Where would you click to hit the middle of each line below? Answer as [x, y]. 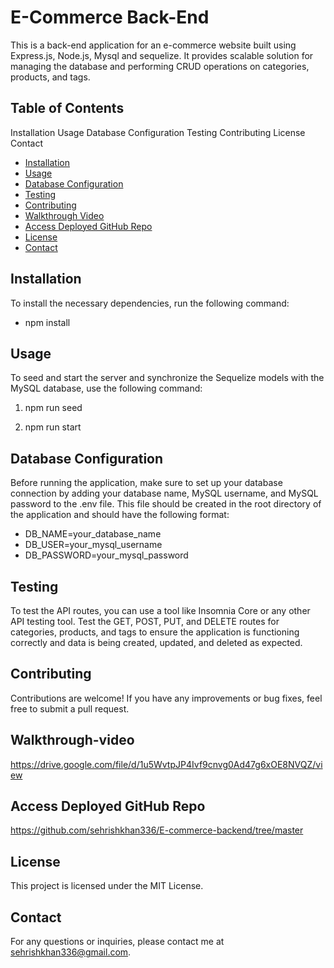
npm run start [53, 427]
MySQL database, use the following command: [106, 388]
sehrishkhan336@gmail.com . [71, 952]
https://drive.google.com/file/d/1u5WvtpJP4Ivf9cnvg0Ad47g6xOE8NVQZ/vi [166, 764]
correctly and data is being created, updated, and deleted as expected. [156, 642]
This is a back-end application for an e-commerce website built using [153, 45]
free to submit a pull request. [70, 708]
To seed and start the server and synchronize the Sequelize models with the [167, 378]
